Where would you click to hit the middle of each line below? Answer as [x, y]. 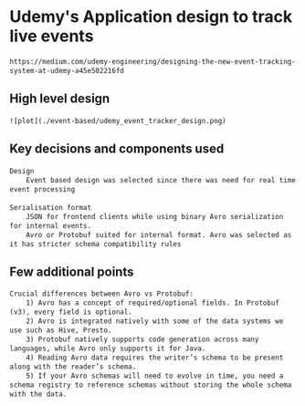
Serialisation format [51, 207]
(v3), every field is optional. [71, 312]
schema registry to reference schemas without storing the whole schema [151, 385]
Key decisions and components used [117, 149]
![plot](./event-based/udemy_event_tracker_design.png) [118, 120]
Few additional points [72, 271]
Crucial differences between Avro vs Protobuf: [102, 294]
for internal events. [51, 225]
